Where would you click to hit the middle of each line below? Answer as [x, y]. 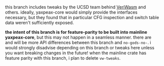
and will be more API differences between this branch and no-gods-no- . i [78, 43]
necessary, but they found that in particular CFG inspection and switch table [82, 17]
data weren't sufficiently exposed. [40, 22]
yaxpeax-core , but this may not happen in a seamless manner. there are [78, 37]
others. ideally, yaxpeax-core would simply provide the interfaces [71, 12]
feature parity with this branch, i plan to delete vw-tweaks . [63, 58]
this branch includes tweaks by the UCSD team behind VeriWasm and [76, 7]
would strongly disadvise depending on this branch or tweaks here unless [80, 48]
